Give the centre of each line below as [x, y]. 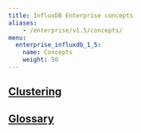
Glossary [31, 118]
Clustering [35, 92]
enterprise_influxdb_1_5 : [59, 45]
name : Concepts [48, 52]
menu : [17, 38]
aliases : [23, 23]
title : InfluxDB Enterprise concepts [71, 15]
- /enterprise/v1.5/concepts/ [73, 30]
